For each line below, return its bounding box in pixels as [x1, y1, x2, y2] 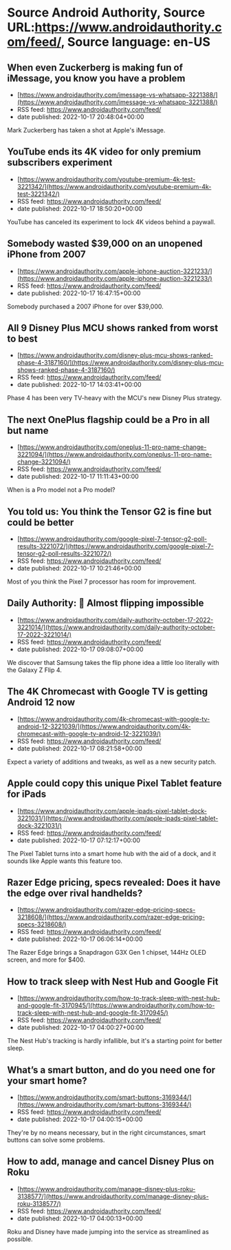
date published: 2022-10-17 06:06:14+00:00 [16, 935, 143, 943]
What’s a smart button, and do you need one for [7, 1064, 216, 1075]
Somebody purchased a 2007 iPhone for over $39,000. [7, 302, 164, 310]
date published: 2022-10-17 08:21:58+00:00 [16, 744, 143, 753]
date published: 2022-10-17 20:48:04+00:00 [16, 112, 144, 121]
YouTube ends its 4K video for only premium [7, 146, 201, 158]
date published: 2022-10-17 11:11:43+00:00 [16, 473, 139, 481]
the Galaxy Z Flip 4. [7, 666, 62, 674]
